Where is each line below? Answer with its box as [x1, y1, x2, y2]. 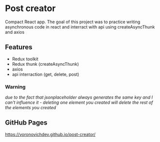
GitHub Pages [5, 119, 48, 127]
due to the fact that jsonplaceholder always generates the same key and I [5, 95, 153, 100]
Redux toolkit [12, 56, 39, 62]
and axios [5, 29, 25, 35]
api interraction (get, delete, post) [12, 71, 80, 77]
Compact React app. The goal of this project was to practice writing [5, 19, 141, 25]
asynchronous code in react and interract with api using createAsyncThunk [5, 24, 155, 29]
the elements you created [5, 105, 56, 111]
